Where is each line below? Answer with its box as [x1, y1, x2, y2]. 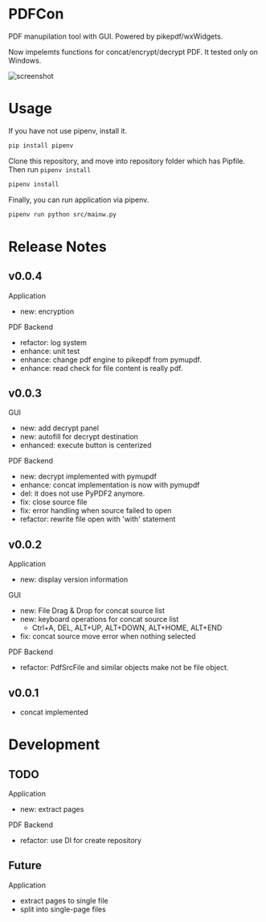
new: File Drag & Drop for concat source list [19, 606, 165, 615]
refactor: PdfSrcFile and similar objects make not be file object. [19, 663, 229, 673]
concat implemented [19, 707, 88, 717]
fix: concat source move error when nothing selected [19, 632, 196, 641]
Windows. [8, 56, 42, 65]
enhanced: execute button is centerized [19, 440, 152, 451]
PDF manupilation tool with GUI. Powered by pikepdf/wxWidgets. [8, 31, 223, 41]
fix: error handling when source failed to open [19, 506, 172, 516]
